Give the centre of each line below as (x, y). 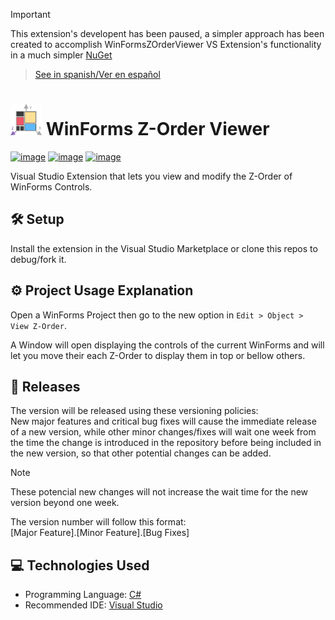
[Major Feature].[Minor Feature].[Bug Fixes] (100, 533)
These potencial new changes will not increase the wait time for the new (159, 492)
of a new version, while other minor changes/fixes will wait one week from (163, 432)
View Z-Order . (38, 325)
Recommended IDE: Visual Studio (93, 605)
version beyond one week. (65, 503)
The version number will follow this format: (98, 522)
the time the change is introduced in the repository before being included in (166, 443)
